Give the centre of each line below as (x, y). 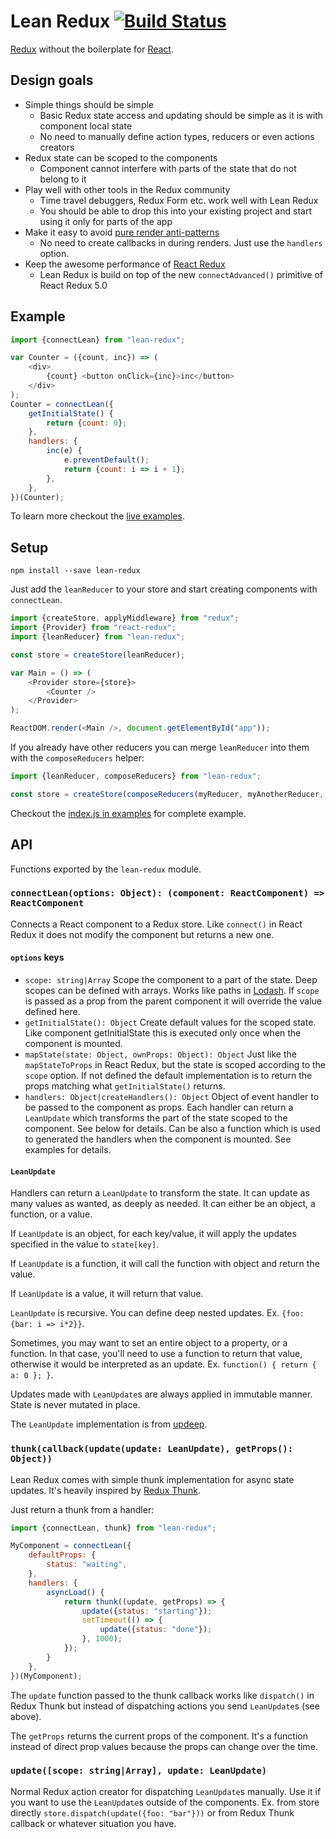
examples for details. (68, 1150)
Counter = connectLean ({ (62, 404)
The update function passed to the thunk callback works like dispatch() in (162, 1695)
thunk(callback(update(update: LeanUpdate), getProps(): (152, 1449)
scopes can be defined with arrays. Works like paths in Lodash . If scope (172, 991)
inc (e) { (64, 451)
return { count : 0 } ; (87, 423)
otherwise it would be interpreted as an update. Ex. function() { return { (163, 1364)
